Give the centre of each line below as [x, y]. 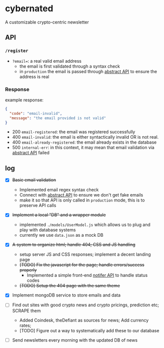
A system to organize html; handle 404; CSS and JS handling [74, 245]
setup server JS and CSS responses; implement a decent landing [85, 254]
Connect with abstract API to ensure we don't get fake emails [81, 195]
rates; [25, 325]
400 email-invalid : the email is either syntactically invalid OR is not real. [85, 137]
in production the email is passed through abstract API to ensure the [88, 71]
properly [28, 270]
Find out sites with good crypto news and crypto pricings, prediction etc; [85, 305]
